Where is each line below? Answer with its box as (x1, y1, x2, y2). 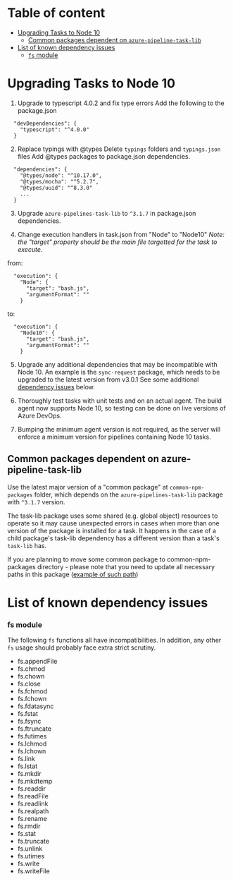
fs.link (17, 755, 35, 763)
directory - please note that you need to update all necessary (37, 562, 215, 571)
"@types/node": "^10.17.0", (20, 171, 102, 179)
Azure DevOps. (17, 411, 62, 420)
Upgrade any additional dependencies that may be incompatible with (17, 360, 218, 368)
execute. (17, 245, 43, 253)
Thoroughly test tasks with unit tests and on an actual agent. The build (17, 396, 222, 405)
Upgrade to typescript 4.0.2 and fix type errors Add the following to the (17, 99, 225, 107)
